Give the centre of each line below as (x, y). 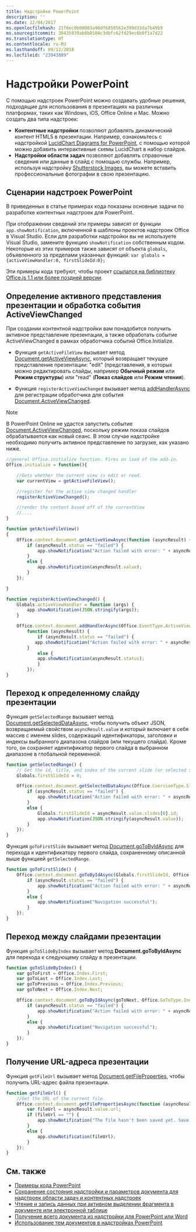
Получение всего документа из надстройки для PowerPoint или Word (101, 1217)
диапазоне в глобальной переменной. (54, 754)
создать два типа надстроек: (42, 119)
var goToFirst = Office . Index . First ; (62, 973)
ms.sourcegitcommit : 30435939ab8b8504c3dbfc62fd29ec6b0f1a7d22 (85, 33)
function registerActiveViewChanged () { (56, 599)
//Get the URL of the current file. (61, 1098)
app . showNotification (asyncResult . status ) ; (91, 659)
